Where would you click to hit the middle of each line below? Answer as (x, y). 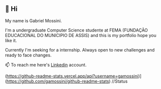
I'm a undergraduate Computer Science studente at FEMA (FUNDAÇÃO (76, 30)
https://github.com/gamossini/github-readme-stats (58, 81)
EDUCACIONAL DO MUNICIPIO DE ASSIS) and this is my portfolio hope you (81, 35)
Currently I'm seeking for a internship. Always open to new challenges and (80, 50)
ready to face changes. (28, 55)
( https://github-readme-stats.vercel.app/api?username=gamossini (72, 76)
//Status (120, 81)
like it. (11, 40)
